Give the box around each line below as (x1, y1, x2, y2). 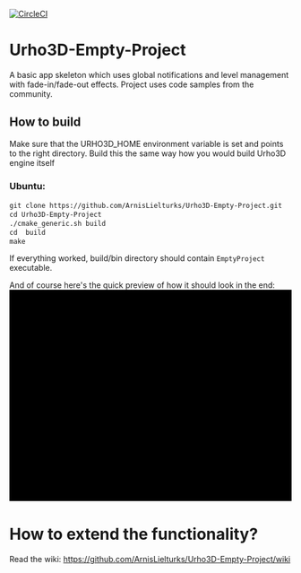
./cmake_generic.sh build (9, 220, 106, 229)
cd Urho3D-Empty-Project (9, 211, 102, 220)
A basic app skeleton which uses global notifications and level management (9, 69, 289, 80)
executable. (9, 263, 53, 273)
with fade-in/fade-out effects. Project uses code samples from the (9, 79, 254, 90)
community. (9, 88, 53, 99)
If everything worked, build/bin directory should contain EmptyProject (9, 253, 265, 264)
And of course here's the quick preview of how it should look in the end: (9, 280, 276, 291)
